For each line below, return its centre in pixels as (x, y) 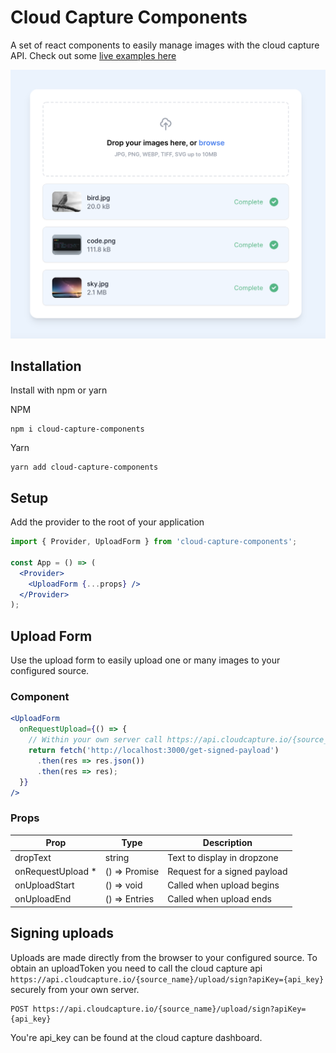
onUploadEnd (43, 899)
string (117, 857)
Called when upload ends (219, 899)
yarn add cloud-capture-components (84, 467)
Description (227, 843)
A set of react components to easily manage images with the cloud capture (165, 45)
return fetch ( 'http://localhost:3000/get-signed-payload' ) (154, 751)
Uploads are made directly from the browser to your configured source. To (164, 957)
